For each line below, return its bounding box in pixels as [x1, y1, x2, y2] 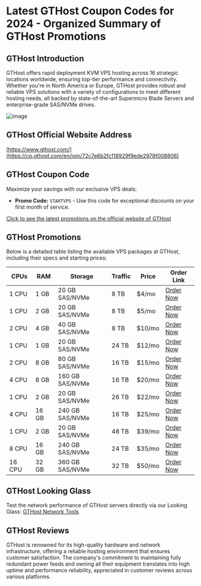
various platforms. [6, 573, 51, 581]
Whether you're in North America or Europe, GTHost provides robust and [6, 82, 186, 89]
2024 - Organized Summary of [6, 17, 162, 30]
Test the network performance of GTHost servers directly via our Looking [6, 502, 187, 509]
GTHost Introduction [6, 53, 84, 63]
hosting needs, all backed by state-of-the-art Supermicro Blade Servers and [6, 94, 194, 102]
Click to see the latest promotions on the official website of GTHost [6, 215, 172, 222]
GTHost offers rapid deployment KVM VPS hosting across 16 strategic [6, 69, 178, 76]
